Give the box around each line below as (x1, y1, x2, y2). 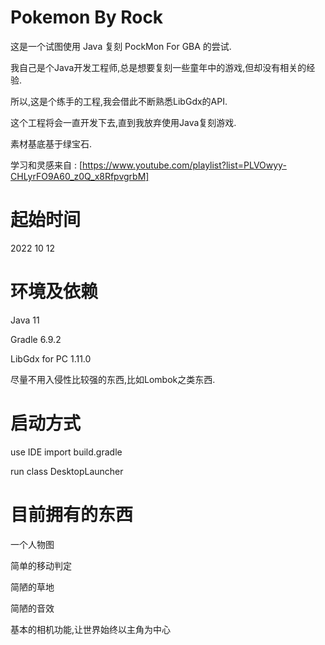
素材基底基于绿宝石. (10, 137, 93, 150)
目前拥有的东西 (10, 503, 134, 526)
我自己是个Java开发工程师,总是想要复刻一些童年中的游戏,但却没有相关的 (10, 61, 307, 73)
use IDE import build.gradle (10, 446, 123, 458)
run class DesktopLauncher (10, 465, 124, 477)
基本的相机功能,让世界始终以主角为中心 (10, 623, 172, 635)
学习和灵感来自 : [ (10, 159, 83, 171)
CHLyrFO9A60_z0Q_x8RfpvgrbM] (10, 170, 150, 182)
